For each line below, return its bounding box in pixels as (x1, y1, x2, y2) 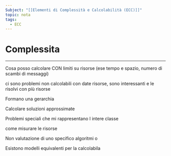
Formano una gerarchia (5, 96, 54, 102)
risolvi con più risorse (5, 86, 51, 92)
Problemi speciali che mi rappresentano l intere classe (5, 116, 119, 122)
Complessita (5, 44, 60, 55)
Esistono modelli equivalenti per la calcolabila (5, 145, 101, 151)
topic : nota (5, 12, 31, 17)
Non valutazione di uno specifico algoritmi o (5, 136, 98, 142)
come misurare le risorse (5, 125, 58, 132)
